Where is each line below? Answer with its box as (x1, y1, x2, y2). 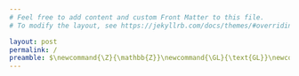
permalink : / (9, 45, 58, 54)
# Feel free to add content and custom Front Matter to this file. (9, 12, 265, 22)
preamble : (9, 54, 46, 63)
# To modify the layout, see (9, 21, 117, 30)
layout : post (9, 37, 58, 46)
